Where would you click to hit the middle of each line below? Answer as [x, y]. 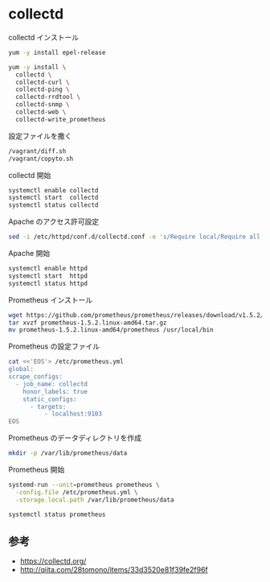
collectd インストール [44, 37]
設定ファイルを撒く [40, 136]
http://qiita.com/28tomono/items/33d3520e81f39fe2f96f [114, 570]
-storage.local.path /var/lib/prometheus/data [95, 500]
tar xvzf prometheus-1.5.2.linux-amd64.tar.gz [88, 323]
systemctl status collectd [53, 205]
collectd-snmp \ [43, 105]
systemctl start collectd [53, 198]
